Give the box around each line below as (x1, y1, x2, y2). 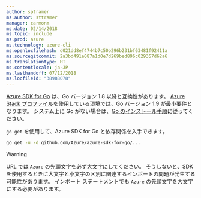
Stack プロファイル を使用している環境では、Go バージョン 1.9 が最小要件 (6, 100, 187, 108)
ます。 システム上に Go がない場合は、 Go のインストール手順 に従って (16, 108, 188, 115)
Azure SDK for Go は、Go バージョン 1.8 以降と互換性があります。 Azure (6, 93, 185, 100)
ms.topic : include (6, 31, 52, 37)
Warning (6, 151, 27, 157)
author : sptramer (6, 8, 50, 15)
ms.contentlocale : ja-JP (6, 64, 68, 71)
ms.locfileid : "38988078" (6, 75, 71, 81)
